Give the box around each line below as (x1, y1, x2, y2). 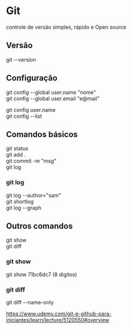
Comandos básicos (6, 129, 78, 139)
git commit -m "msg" (6, 157, 57, 165)
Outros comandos (6, 221, 73, 231)
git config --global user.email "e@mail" (6, 95, 100, 102)
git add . (6, 151, 26, 158)
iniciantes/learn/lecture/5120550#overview (6, 317, 110, 324)
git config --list (6, 113, 42, 120)
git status (6, 145, 29, 152)
